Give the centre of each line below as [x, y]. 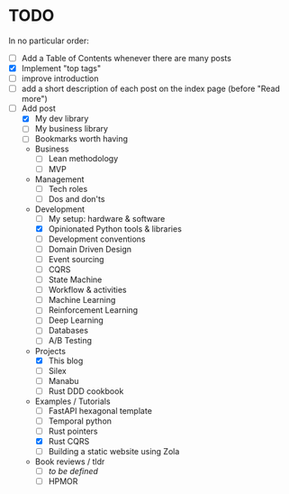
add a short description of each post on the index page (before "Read [151, 89]
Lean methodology [83, 159]
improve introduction [60, 78]
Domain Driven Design [90, 249]
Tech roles [68, 188]
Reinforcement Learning [93, 310]
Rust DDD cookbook [86, 391]
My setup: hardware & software [107, 218]
